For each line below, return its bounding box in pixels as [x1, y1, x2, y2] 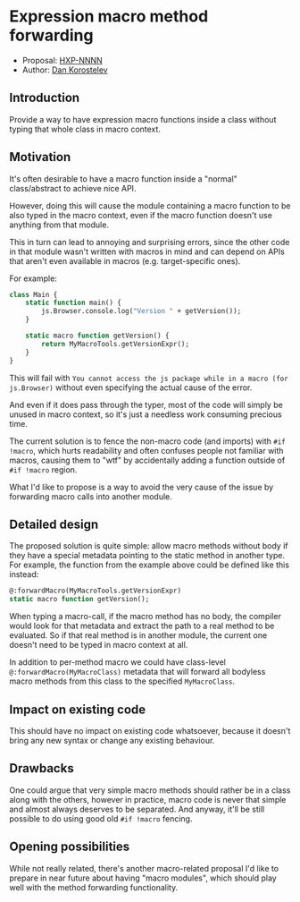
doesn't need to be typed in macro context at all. [9, 640, 188, 651]
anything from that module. [9, 219, 110, 230]
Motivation [9, 149, 71, 165]
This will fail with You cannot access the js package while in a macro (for [9, 372, 288, 383]
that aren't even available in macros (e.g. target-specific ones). [9, 255, 241, 266]
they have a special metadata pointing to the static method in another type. [9, 550, 286, 561]
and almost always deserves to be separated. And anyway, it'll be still [9, 804, 265, 814]
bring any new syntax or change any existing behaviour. [9, 735, 215, 745]
